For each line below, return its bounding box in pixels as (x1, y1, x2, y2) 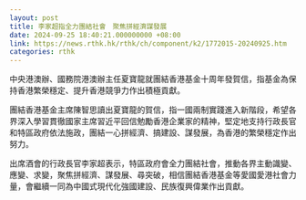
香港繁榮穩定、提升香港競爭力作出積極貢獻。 (16, 85, 185, 96)
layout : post (9, 13, 59, 23)
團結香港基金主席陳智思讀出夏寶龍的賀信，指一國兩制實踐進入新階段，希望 (9, 104, 289, 115)
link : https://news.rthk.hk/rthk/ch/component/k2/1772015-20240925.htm (9, 38, 287, 48)
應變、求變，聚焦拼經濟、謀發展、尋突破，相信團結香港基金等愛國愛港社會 (9, 170, 289, 181)
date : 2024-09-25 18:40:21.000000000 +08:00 (9, 30, 181, 39)
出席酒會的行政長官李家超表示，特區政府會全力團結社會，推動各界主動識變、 (9, 158, 297, 169)
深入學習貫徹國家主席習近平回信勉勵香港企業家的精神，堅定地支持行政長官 (16, 116, 297, 127)
